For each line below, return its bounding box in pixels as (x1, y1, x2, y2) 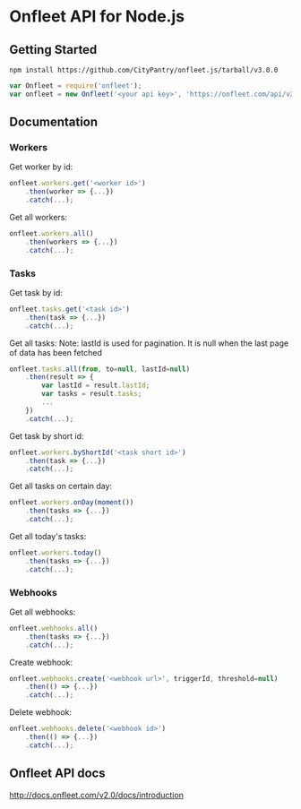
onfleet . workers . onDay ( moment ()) (9, 498, 134, 507)
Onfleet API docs (9, 766, 106, 781)
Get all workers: (9, 212, 68, 223)
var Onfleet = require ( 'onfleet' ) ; (9, 82, 142, 90)
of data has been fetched (9, 347, 103, 357)
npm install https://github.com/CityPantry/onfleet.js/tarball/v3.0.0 (9, 65, 279, 74)
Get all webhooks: (9, 607, 76, 617)
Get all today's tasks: (9, 530, 87, 541)
